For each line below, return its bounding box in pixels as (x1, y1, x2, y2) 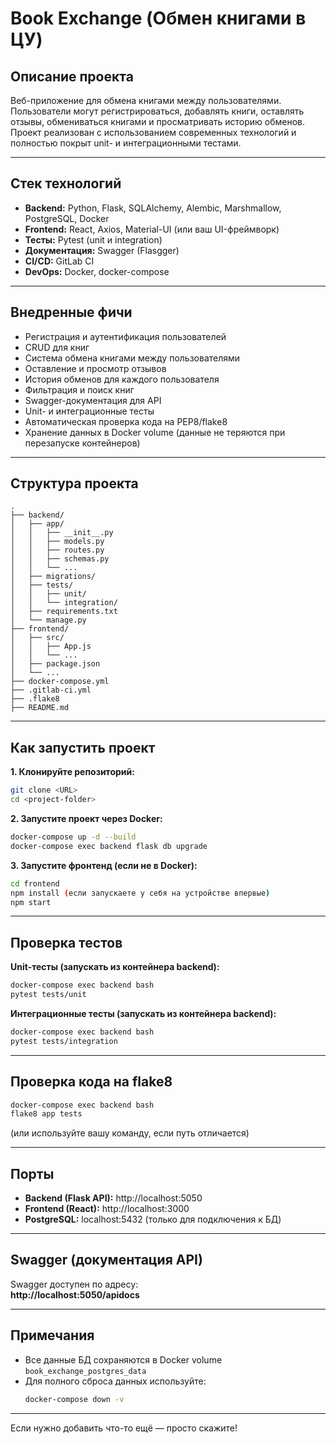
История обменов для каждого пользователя (24, 373, 220, 385)
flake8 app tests (10, 1109, 83, 1119)
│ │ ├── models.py (10, 537, 105, 547)
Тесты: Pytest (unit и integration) (24, 233, 163, 246)
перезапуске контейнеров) (24, 437, 141, 449)
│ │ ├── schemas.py (10, 554, 110, 564)
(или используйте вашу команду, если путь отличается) (10, 1127, 250, 1139)
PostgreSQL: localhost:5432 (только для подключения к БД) (24, 1213, 282, 1226)
